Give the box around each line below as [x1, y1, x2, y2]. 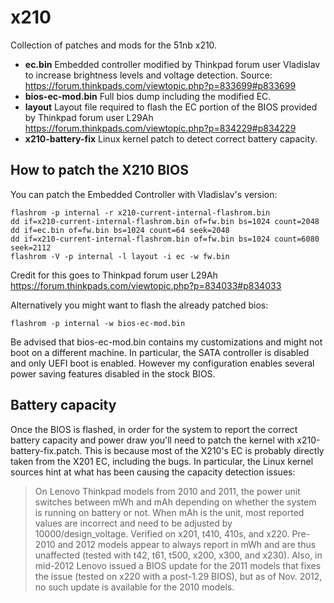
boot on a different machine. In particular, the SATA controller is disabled [10, 346, 310, 358]
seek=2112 [10, 242, 52, 253]
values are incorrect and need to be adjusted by [34, 517, 233, 529]
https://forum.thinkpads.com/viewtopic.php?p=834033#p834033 [10, 279, 282, 291]
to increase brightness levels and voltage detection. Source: [24, 69, 273, 81]
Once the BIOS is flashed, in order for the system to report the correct [10, 423, 298, 435]
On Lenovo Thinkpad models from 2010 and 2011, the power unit [34, 485, 301, 497]
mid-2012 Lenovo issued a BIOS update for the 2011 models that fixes [34, 559, 322, 571]
